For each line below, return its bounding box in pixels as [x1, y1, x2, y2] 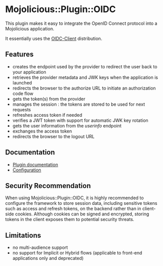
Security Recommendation [5, 181, 91, 190]
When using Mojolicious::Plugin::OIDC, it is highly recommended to [5, 195, 144, 201]
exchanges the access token [12, 128, 72, 134]
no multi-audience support [12, 244, 68, 251]
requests [12, 106, 31, 112]
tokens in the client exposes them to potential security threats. [5, 216, 134, 223]
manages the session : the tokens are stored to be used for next [12, 101, 145, 107]
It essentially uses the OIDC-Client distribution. [5, 35, 102, 41]
